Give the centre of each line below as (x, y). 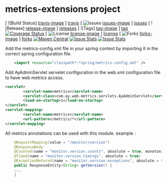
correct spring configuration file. (39, 54)
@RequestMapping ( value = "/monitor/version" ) (62, 142)
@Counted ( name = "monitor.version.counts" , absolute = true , (79, 152)
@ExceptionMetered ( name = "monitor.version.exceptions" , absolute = (86, 161)
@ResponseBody (29, 147)
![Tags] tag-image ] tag (104, 28)
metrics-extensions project (63, 9)
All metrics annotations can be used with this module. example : (70, 133)
